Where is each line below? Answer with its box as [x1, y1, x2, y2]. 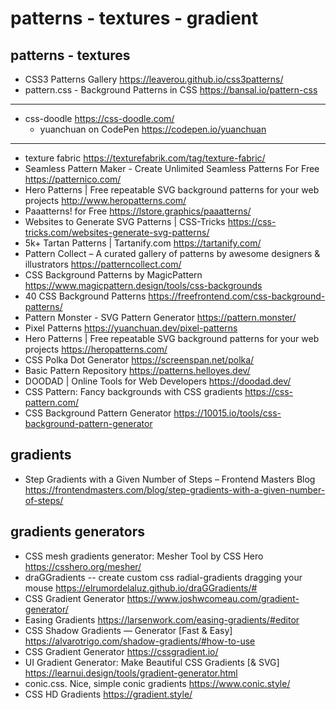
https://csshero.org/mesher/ [24, 560, 142, 572]
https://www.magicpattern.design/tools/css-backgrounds [24, 280, 263, 291]
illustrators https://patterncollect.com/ [24, 258, 182, 270]
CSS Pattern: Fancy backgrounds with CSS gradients [24, 386, 243, 397]
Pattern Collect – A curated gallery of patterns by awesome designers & [24, 248, 321, 259]
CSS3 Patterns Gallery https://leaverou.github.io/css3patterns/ [24, 73, 284, 85]
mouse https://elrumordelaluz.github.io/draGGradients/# [24, 582, 258, 594]
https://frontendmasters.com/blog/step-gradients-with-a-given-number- [24, 483, 326, 496]
